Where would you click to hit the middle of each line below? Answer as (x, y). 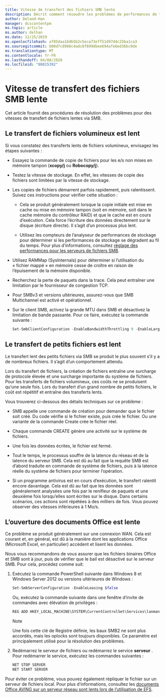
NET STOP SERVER (29, 665)
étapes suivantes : (24, 151)
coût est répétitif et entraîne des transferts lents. (54, 392)
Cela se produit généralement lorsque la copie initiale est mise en (86, 204)
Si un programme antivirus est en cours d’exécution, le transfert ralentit (84, 481)
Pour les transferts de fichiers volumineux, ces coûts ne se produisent (76, 381)
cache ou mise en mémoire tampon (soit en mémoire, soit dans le (86, 210)
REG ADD (20, 612)
